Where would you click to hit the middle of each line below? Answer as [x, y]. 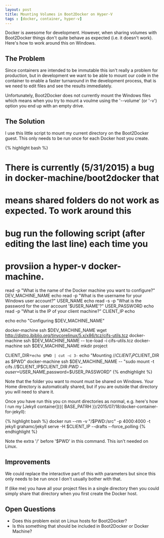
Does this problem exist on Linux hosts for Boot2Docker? [70, 521]
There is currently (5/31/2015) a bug [80, 168]
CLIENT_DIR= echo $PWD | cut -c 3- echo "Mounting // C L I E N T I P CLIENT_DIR [82, 356]
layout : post [18, 10]
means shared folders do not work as [82, 200]
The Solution [25, 121]
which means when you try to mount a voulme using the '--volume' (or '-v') [81, 101]
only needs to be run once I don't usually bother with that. [63, 479]
